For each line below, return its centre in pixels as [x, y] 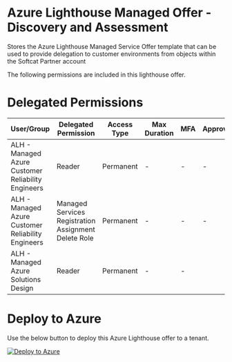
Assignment [76, 229]
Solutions [26, 279]
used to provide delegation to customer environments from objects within [112, 54]
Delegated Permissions [75, 103]
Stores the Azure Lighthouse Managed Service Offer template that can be [112, 46]
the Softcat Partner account [47, 61]
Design [22, 288]
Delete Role [75, 238]
